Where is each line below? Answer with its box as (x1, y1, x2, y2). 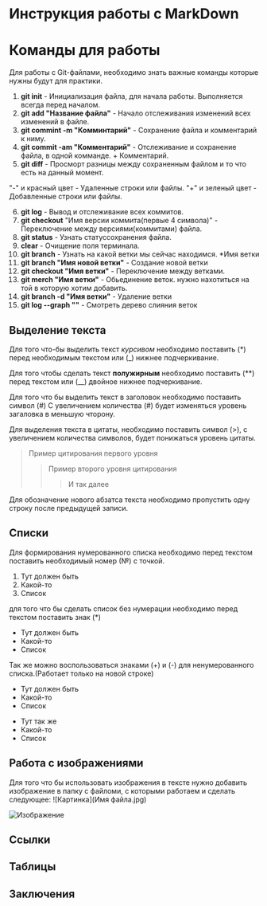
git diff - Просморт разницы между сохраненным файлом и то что (20, 159, 247, 169)
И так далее (68, 479, 110, 488)
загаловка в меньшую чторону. (9, 409, 116, 418)
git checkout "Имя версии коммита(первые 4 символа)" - (20, 216, 218, 226)
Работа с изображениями (9, 756, 144, 770)
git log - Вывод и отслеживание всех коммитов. (20, 207, 184, 217)
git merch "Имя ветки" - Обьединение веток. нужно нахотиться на (20, 275, 250, 284)
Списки (9, 527, 49, 540)
